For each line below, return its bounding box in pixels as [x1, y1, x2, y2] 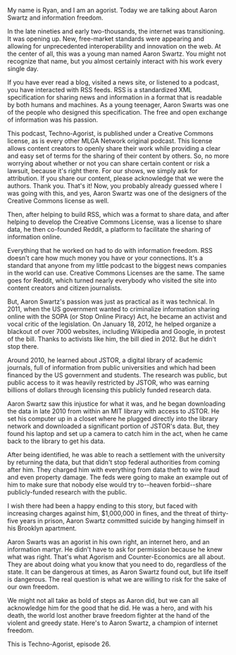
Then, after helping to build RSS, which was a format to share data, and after [7, 211, 230, 218]
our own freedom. [7, 582, 60, 591]
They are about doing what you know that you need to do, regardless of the [7, 560, 227, 568]
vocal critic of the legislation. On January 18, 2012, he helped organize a [7, 320, 216, 328]
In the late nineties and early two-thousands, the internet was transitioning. [7, 27, 225, 35]
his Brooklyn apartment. [7, 524, 77, 532]
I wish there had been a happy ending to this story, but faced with [7, 501, 198, 510]
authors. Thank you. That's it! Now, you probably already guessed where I [7, 182, 222, 189]
